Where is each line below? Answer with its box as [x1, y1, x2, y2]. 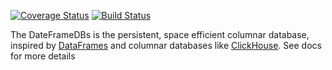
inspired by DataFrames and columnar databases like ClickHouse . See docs [10, 40, 322, 51]
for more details [10, 50, 76, 62]
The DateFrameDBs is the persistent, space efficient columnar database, [10, 29, 310, 40]
